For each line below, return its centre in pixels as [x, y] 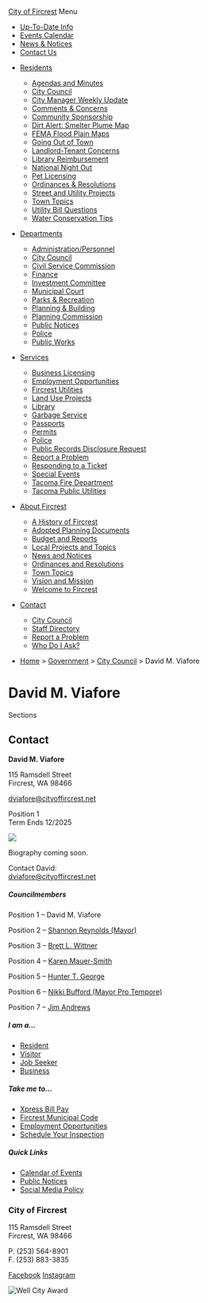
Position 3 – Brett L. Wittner [53, 945]
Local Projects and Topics [74, 547]
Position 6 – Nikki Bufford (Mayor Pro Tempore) [85, 991]
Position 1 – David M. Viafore [55, 914]
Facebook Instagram [42, 1274]
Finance [44, 274]
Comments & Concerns [70, 108]
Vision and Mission [62, 581]
